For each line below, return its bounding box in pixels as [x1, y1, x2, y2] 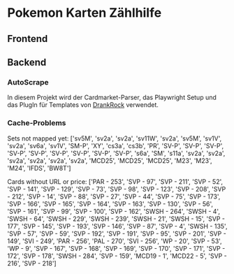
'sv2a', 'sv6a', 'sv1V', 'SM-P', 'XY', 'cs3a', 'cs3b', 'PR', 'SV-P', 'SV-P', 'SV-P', [7, 141, 224, 150]
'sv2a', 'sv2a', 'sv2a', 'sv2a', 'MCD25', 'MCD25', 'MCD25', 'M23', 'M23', [7, 156, 212, 165]
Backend [7, 56, 47, 68]
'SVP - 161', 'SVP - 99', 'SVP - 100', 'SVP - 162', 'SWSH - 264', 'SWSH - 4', [7, 207, 220, 215]
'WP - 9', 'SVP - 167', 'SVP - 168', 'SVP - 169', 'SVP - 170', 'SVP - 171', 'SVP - [7, 244, 226, 252]
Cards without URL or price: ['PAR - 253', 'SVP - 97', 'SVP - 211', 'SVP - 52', [7, 177, 224, 186]
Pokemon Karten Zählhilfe [7, 5, 162, 21]
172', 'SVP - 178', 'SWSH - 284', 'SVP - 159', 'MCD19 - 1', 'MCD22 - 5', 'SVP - [7, 252, 227, 260]
